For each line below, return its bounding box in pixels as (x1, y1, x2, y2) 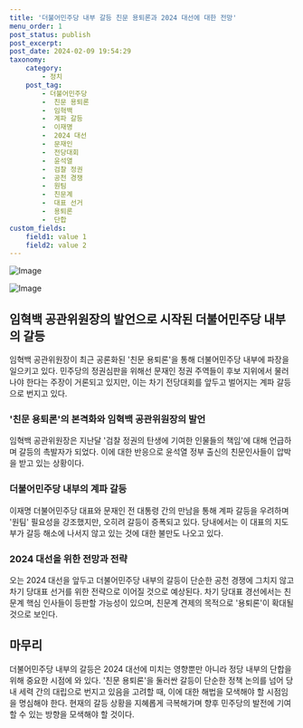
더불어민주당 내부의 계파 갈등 (9, 483, 128, 495)
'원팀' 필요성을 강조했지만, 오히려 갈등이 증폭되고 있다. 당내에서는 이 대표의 (9, 516, 273, 527)
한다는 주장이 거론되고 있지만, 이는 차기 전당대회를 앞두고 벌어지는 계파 (25, 377, 275, 388)
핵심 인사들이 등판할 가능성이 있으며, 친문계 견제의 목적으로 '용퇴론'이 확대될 (25, 597, 294, 608)
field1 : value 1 (25, 232, 88, 241)
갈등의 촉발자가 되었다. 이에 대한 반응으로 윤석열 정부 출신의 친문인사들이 (18, 446, 275, 457)
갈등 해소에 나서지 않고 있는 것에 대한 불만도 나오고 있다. (25, 527, 224, 539)
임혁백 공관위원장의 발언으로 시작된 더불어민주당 (9, 311, 261, 327)
